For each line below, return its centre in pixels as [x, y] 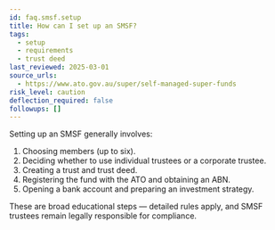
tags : [19, 34]
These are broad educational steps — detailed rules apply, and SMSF [136, 207]
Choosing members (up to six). [79, 152]
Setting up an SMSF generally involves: [81, 134]
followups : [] [36, 109]
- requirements [45, 51]
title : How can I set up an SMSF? [73, 26]
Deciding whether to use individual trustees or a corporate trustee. [144, 160]
